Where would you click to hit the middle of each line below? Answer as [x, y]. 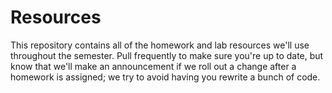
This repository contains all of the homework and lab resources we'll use [160, 45]
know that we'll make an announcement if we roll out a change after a [153, 66]
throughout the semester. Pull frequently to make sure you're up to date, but [167, 55]
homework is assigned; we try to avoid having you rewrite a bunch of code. [165, 77]
